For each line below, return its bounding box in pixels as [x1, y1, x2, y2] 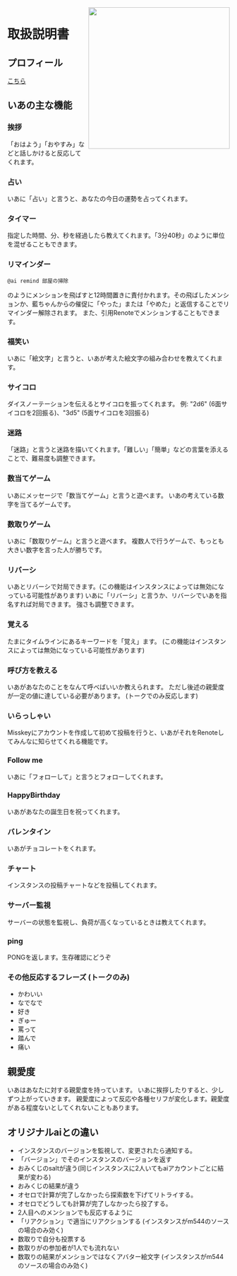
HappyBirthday [7, 791, 61, 800]
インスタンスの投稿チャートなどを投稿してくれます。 [7, 881, 161, 890]
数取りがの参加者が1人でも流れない [17, 1243, 120, 1252]
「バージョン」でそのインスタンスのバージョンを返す [17, 1155, 172, 1163]
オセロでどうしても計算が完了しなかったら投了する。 [17, 1199, 172, 1207]
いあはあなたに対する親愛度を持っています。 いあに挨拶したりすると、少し [7, 1086, 224, 1094]
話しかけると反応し [19, 149, 75, 157]
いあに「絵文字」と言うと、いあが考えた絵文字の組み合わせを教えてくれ [7, 354, 217, 362]
